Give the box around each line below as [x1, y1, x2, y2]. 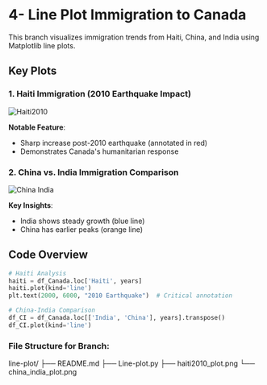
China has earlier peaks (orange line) [19, 224, 144, 234]
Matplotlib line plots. [8, 40, 76, 50]
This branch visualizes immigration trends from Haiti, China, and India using [8, 32, 260, 42]
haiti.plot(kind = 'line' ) [8, 284, 92, 292]
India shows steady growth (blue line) [19, 216, 145, 226]
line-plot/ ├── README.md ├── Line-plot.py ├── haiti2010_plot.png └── [8, 358, 256, 368]
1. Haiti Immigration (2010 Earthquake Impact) [8, 89, 192, 100]
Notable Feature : [8, 122, 66, 132]
